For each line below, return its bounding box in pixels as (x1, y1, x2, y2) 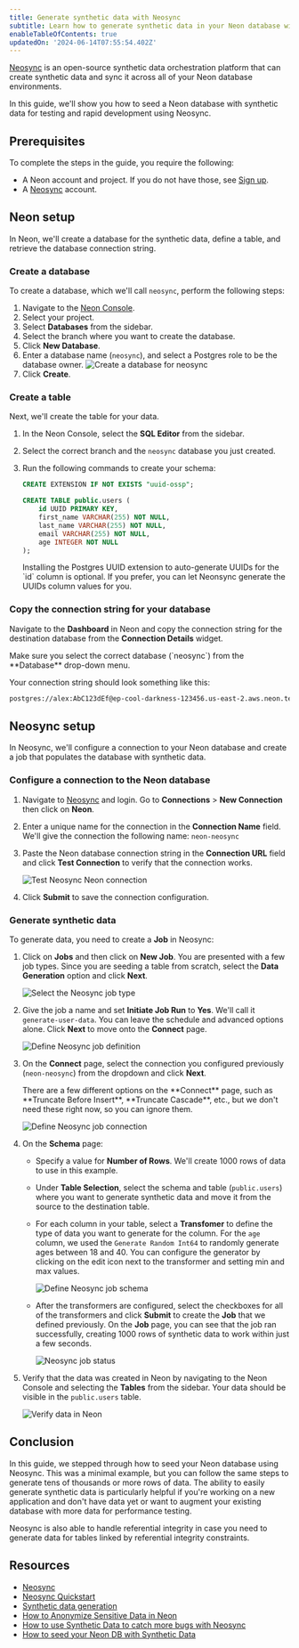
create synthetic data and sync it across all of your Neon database (9, 72, 254, 83)
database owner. (21, 360, 85, 370)
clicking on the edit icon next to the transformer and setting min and (35, 1256, 285, 1267)
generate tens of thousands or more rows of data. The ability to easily (9, 1477, 265, 1488)
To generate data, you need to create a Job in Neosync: (9, 934, 214, 945)
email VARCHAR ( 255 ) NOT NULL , (38, 529, 150, 539)
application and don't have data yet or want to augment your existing (9, 1496, 262, 1506)
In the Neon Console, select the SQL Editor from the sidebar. (21, 428, 245, 439)
